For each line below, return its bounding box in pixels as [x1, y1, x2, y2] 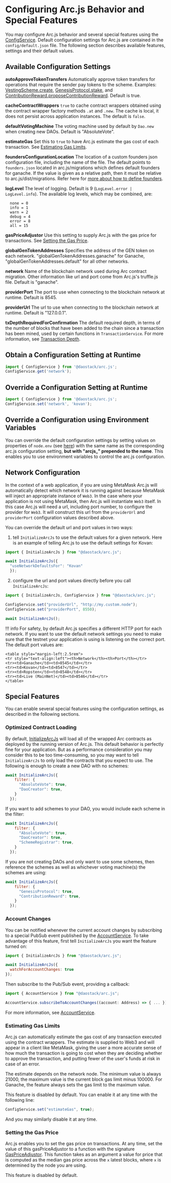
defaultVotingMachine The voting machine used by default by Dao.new [5, 123, 154, 129]
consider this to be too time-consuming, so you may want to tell [5, 752, 139, 758]
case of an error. [5, 1061, 40, 1067]
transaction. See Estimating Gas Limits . [5, 144, 88, 150]
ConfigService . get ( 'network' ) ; [5, 369, 72, 374]
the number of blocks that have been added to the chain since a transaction [5, 325, 164, 331]
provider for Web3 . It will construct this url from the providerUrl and [5, 509, 145, 515]
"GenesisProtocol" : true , [18, 889, 74, 894]
